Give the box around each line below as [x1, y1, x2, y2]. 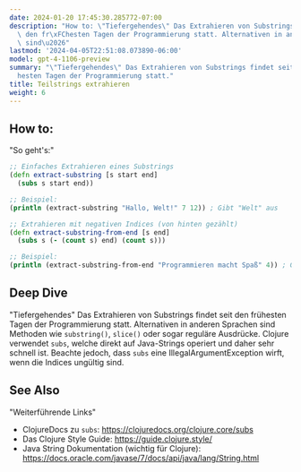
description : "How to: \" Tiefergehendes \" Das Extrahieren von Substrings [9, 21, 295, 30]
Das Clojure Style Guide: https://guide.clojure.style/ [21, 433, 213, 444]
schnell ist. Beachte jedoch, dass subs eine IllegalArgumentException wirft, [9, 347, 285, 358]
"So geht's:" [9, 145, 55, 156]
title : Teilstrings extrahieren [9, 80, 130, 89]
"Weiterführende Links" [9, 407, 97, 417]
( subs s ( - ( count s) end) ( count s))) [17, 236, 167, 245]
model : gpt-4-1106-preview [9, 55, 110, 64]
